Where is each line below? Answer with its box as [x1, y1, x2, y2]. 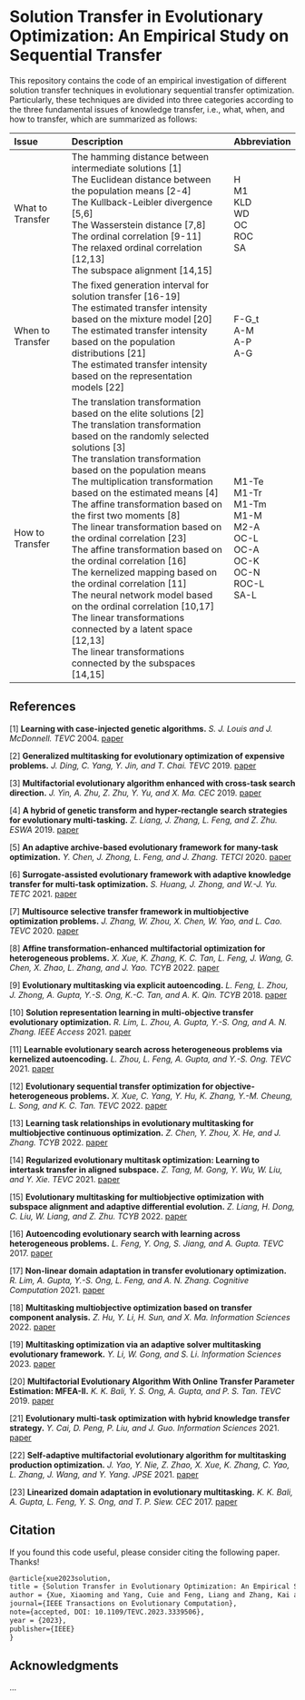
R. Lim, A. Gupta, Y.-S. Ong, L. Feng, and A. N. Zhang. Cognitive [9, 1274, 250, 1286]
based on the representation [71, 370, 192, 382]
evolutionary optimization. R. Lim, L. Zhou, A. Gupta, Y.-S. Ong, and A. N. [9, 1016, 288, 1027]
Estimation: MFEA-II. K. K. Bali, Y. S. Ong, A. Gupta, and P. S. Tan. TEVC [9, 1385, 281, 1396]
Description [71, 134, 123, 147]
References [9, 699, 76, 715]
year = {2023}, [9, 1616, 67, 1625]
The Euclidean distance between [71, 173, 212, 185]
